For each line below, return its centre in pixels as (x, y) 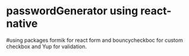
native (22, 24)
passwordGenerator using (72, 11)
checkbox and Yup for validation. (47, 46)
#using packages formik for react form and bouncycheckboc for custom (94, 40)
